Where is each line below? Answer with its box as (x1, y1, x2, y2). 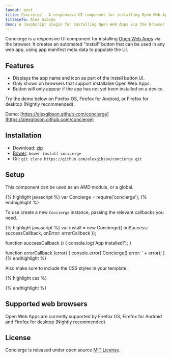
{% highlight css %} (5, 275, 47, 281)
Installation (5, 131, 42, 140)
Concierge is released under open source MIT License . (5, 347, 121, 353)
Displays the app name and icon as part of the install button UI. (12, 75, 145, 81)
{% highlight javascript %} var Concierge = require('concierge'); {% (5, 194, 147, 200)
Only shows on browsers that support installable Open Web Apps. (12, 80, 151, 87)
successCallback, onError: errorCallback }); (5, 230, 97, 236)
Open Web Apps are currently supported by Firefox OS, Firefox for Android (5, 313, 162, 319)
